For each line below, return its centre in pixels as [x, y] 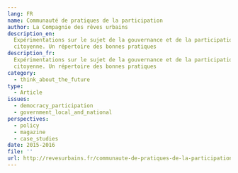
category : [22, 73]
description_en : [31, 34]
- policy [27, 125]
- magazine [30, 132]
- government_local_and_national [63, 112]
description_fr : [31, 54]
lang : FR [20, 14]
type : [15, 86]
